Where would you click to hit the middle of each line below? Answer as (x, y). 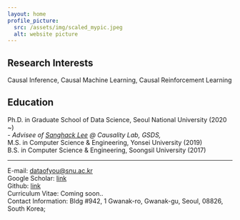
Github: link (24, 186)
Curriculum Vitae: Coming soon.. (55, 193)
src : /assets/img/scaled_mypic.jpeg (68, 27)
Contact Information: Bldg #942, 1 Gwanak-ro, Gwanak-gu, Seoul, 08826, (115, 201)
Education (31, 102)
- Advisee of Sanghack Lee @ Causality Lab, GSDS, (84, 135)
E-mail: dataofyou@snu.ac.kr (50, 170)
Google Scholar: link (37, 178)
